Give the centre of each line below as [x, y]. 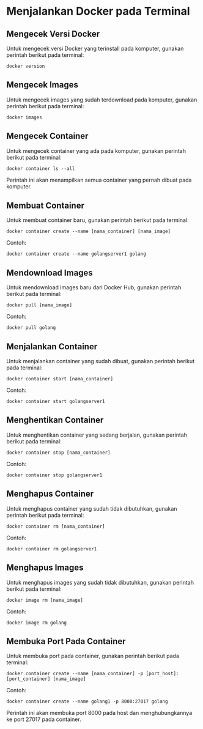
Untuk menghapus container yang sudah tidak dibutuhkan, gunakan [92, 508]
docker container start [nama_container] [60, 379]
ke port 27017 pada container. [44, 719]
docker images [24, 117]
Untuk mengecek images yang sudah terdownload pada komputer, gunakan [102, 100]
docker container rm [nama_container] [56, 526]
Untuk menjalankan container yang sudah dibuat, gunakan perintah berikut [100, 361]
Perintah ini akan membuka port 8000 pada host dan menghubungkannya [99, 713]
